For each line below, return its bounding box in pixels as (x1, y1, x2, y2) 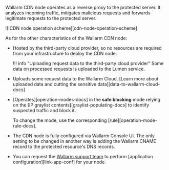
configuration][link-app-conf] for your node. (12, 159, 107, 165)
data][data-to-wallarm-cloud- (97, 81, 160, 87)
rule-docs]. (12, 123, 37, 129)
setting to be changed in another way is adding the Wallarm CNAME (12, 138, 156, 144)
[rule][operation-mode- (108, 117, 157, 123)
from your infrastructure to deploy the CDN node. (12, 51, 117, 56)
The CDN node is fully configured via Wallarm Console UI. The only (12, 133, 155, 139)
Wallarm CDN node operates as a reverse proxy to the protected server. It (5, 5, 161, 10)
